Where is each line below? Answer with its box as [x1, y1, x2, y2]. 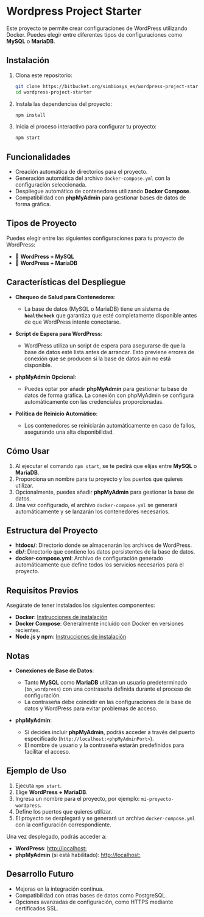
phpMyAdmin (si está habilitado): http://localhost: [15, 851, 141, 858]
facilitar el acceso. [24, 748, 71, 755]
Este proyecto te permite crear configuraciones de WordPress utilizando [6, 24, 188, 32]
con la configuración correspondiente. [15, 821, 111, 828]
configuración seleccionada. [15, 181, 87, 188]
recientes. [15, 626, 41, 634]
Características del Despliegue [6, 277, 126, 288]
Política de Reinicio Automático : [15, 410, 98, 417]
